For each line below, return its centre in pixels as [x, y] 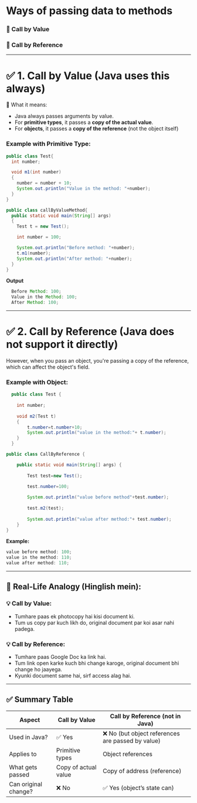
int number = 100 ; [39, 237]
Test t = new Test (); [43, 227]
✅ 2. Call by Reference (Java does [90, 332]
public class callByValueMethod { [47, 210]
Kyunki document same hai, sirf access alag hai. [73, 675]
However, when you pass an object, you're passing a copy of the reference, [98, 360]
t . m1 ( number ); [34, 253]
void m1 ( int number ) [36, 172]
